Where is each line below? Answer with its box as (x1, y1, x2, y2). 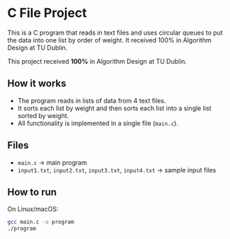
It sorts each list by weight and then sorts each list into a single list (17, 104, 212, 112)
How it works (7, 78, 67, 90)
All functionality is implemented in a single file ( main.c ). (17, 119, 178, 127)
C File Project (7, 5, 87, 21)
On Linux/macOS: (7, 205, 59, 214)
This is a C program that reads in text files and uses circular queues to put (7, 28, 223, 37)
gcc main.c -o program (7, 218, 74, 226)
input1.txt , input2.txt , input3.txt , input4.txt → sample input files (17, 165, 217, 174)
